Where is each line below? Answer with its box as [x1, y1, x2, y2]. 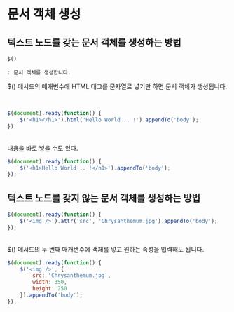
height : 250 [32, 285, 68, 292]
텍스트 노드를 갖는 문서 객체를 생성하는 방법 [7, 36, 181, 48]
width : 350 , [32, 278, 68, 286]
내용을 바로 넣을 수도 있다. [7, 144, 78, 152]
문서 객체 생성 [7, 6, 81, 22]
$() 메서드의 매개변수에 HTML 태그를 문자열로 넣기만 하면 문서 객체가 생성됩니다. [7, 82, 228, 90]
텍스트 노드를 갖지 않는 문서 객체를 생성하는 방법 [7, 192, 201, 204]
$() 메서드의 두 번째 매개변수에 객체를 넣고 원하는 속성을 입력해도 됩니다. [7, 245, 205, 253]
